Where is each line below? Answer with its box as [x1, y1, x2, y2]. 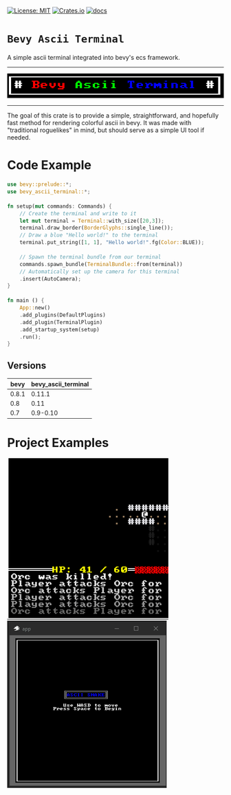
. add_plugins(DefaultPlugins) [19, 312, 107, 318]
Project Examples [7, 435, 109, 450]
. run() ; [19, 334, 41, 340]
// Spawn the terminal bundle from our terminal [19, 253, 162, 261]
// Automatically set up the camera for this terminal [19, 268, 180, 275]
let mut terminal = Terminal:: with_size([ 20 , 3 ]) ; [19, 217, 165, 224]
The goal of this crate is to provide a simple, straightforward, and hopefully [7, 111, 219, 120]
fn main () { [7, 297, 45, 304]
